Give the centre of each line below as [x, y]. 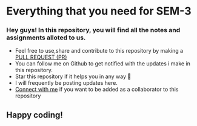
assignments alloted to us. [46, 38]
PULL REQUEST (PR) [41, 57]
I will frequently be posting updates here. [66, 83]
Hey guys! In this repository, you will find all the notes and [93, 30]
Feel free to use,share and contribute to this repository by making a [99, 51]
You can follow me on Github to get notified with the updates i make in [103, 64]
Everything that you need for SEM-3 [99, 11]
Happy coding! [35, 115]
